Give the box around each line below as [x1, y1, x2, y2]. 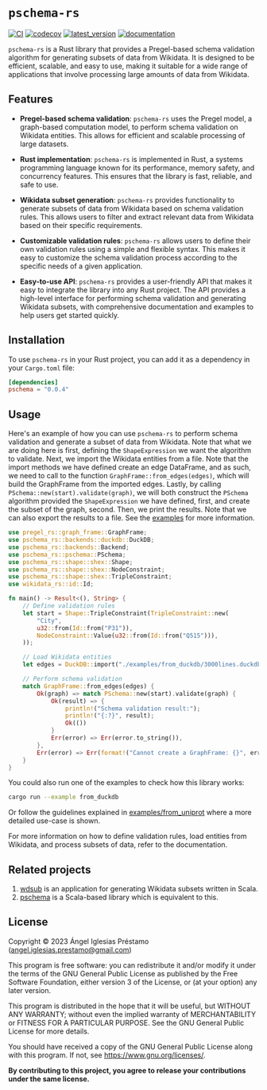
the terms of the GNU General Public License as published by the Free [8, 968, 238, 978]
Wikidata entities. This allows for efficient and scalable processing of [19, 130, 246, 140]
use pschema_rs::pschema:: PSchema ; [8, 551, 126, 559]
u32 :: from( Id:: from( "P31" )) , [37, 624, 133, 632]
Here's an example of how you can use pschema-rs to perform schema [8, 429, 238, 439]
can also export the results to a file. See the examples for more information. [8, 513, 256, 523]
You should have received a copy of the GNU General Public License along [8, 1042, 253, 1051]
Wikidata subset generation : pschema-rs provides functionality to [19, 195, 234, 204]
